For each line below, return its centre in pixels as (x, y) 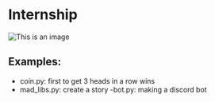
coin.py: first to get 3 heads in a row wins (87, 80)
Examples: (35, 62)
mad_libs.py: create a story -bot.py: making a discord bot (113, 89)
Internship (43, 15)
